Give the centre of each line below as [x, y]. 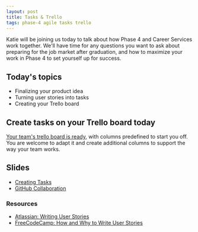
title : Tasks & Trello [34, 17]
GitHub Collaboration [40, 188]
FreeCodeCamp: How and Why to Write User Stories [79, 223]
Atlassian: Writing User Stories [52, 217]
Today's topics [34, 77]
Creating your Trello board [47, 104]
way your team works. [33, 149]
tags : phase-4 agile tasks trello [49, 22]
